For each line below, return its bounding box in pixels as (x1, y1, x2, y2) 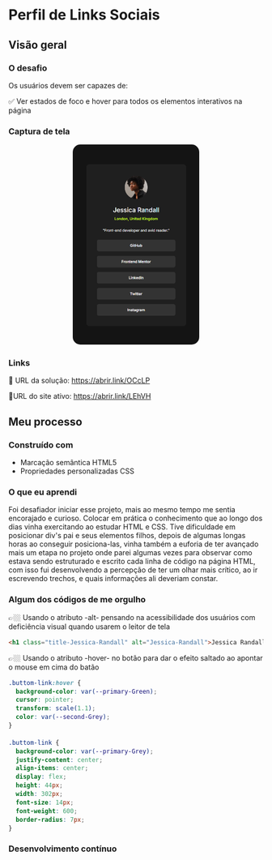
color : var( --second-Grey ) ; (15, 713, 111, 721)
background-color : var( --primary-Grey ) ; (15, 747, 154, 755)
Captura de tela (8, 126, 70, 137)
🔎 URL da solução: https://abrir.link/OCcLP (8, 375, 151, 386)
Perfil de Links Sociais (8, 6, 160, 24)
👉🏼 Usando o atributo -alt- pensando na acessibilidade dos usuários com (8, 612, 256, 622)
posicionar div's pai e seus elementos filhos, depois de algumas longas (8, 531, 246, 541)
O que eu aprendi (8, 486, 78, 498)
